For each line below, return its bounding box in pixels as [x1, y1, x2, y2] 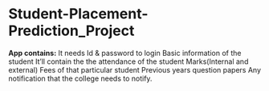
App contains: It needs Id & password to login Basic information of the [8, 48, 242, 57]
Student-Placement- [8, 5, 149, 23]
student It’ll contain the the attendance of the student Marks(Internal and [8, 57, 249, 66]
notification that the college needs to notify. [8, 73, 153, 83]
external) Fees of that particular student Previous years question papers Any [8, 65, 262, 74]
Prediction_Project [8, 22, 135, 40]
